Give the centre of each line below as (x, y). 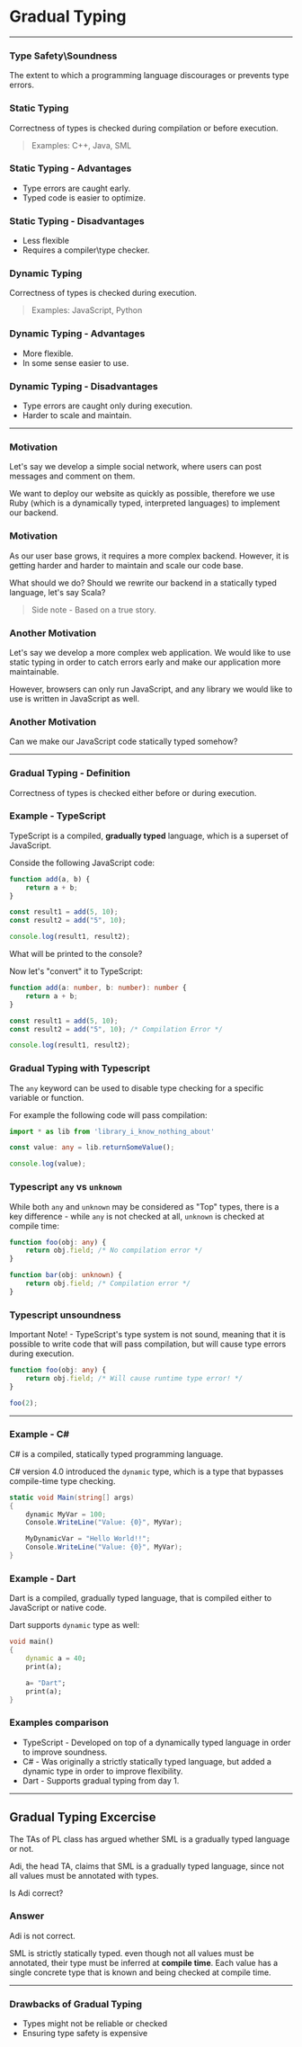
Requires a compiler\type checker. (86, 250)
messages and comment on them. (72, 476)
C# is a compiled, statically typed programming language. (116, 1453)
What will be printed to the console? (76, 954)
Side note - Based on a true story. (94, 610)
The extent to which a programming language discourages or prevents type (149, 76)
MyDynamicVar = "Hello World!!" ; (88, 1539)
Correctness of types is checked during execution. (103, 293)
